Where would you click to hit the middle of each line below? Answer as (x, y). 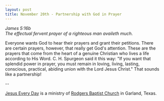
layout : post (18, 10)
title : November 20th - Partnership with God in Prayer (63, 14)
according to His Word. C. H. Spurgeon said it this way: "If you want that (78, 58)
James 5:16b (18, 28)
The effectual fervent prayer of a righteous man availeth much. (69, 33)
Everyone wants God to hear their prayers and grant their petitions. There (79, 43)
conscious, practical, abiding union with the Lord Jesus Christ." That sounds (82, 69)
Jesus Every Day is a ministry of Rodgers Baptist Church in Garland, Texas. (81, 93)
